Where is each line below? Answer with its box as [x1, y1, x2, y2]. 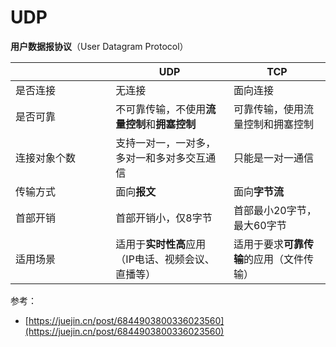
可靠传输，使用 [233, 102, 304, 116]
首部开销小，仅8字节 [115, 211, 213, 225]
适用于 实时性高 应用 [115, 237, 207, 251]
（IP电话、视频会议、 [115, 252, 215, 266]
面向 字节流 [233, 184, 284, 198]
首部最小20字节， [233, 203, 317, 217]
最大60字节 [233, 218, 287, 232]
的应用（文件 [243, 252, 304, 266]
